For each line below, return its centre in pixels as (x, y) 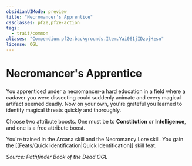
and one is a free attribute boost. (46, 128)
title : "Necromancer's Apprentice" (50, 17)
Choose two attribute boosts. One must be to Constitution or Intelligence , (96, 121)
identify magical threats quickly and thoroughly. (64, 110)
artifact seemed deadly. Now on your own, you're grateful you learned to (94, 104)
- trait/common (30, 34)
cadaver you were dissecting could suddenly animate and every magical (93, 97)
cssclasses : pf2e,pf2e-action (43, 22)
